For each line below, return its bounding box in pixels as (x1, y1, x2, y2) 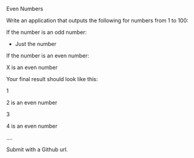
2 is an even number (6, 99, 58, 106)
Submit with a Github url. (6, 146, 69, 153)
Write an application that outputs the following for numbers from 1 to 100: (6, 17, 189, 24)
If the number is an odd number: (6, 28, 87, 36)
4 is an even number (6, 122, 58, 130)
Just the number (15, 41, 56, 47)
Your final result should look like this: (6, 76, 98, 82)
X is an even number (6, 64, 58, 71)
